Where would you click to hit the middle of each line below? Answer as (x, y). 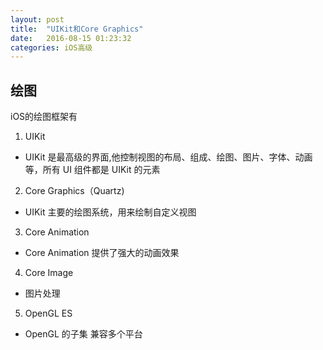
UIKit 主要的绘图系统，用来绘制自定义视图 (110, 212)
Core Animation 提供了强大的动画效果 (102, 253)
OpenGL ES (48, 313)
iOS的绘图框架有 (44, 117)
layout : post (37, 19)
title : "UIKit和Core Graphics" (77, 29)
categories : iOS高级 (51, 47)
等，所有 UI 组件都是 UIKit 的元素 (92, 170)
